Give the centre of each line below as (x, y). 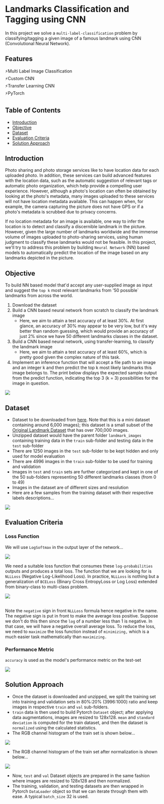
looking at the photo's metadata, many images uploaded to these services (80, 196)
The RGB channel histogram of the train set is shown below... (74, 733)
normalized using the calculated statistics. (54, 727)
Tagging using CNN (46, 19)
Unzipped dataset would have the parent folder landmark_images (77, 435)
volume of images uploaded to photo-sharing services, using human (74, 237)
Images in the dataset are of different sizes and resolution (70, 487)
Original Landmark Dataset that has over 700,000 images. (70, 430)
